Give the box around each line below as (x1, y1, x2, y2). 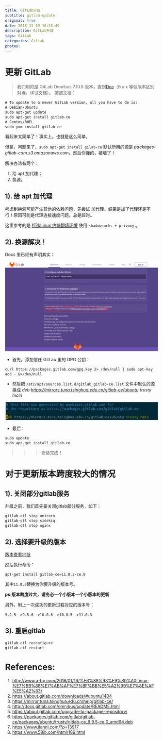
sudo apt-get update (5, 110, 47, 115)
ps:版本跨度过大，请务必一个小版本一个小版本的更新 (5, 591, 110, 597)
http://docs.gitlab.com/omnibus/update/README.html (12, 703, 120, 709)
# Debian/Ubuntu (5, 105, 38, 110)
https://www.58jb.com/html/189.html (12, 729, 85, 735)
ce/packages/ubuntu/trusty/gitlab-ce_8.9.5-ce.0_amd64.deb (12, 719, 133, 724)
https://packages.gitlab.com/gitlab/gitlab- (12, 714, 96, 720)
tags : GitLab (5, 34, 32, 38)
